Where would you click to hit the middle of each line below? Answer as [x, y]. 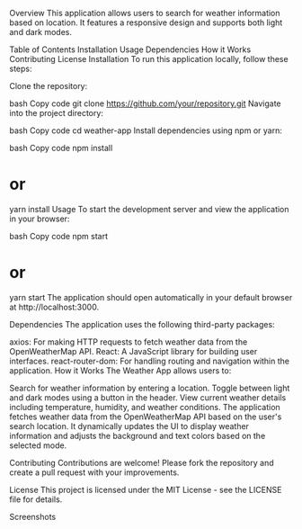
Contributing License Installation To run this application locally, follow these [149, 59]
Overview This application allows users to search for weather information [145, 13]
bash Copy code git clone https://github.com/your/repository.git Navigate [145, 103]
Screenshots [33, 516]
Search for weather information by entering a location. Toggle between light [150, 388]
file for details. [36, 499]
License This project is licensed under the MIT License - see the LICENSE [146, 489]
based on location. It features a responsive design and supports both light [146, 22]
